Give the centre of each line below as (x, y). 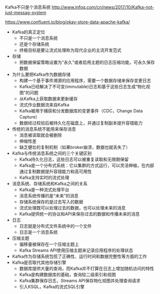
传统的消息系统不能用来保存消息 (44, 129)
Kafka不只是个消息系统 (28, 7)
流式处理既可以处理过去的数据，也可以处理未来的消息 (72, 208)
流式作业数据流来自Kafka (44, 105)
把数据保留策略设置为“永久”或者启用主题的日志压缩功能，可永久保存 (87, 62)
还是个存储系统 (34, 44)
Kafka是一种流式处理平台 (44, 190)
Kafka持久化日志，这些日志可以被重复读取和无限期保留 (74, 159)
